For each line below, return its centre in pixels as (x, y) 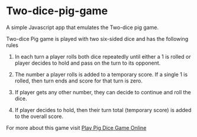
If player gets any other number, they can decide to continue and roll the (103, 92)
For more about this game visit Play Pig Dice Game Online (76, 128)
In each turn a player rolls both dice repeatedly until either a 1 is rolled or (103, 56)
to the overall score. (39, 116)
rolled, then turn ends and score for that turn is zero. (79, 81)
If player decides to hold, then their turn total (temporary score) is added (103, 110)
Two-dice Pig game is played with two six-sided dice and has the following (97, 39)
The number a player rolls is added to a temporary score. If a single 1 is (101, 74)
